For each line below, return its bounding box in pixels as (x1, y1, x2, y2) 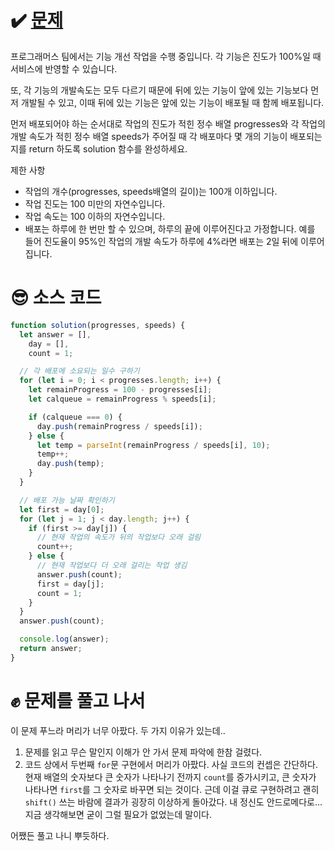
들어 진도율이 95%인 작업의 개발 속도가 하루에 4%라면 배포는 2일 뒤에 (24, 235, 299, 247)
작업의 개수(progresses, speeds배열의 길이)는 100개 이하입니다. (24, 185, 278, 197)
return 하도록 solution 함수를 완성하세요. (28, 142, 188, 155)
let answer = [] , (19, 329, 92, 340)
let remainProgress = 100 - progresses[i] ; (28, 385, 213, 395)
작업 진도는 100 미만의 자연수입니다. (24, 197, 166, 210)
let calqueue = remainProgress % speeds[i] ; (28, 394, 217, 404)
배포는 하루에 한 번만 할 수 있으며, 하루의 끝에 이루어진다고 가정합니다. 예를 (24, 222, 316, 235)
